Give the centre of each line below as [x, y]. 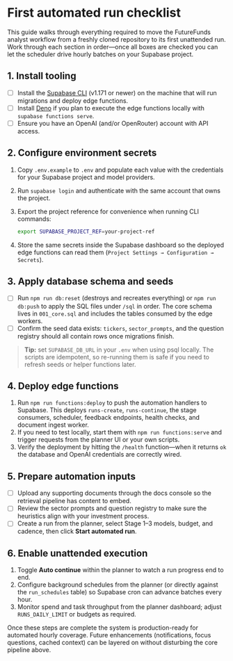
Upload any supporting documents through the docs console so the [114, 493]
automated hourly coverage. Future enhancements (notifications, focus [109, 635]
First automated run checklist [94, 13]
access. [29, 131]
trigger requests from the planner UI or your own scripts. [98, 440]
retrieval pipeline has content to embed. [74, 501]
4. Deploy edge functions [63, 386]
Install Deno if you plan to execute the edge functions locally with [111, 108]
